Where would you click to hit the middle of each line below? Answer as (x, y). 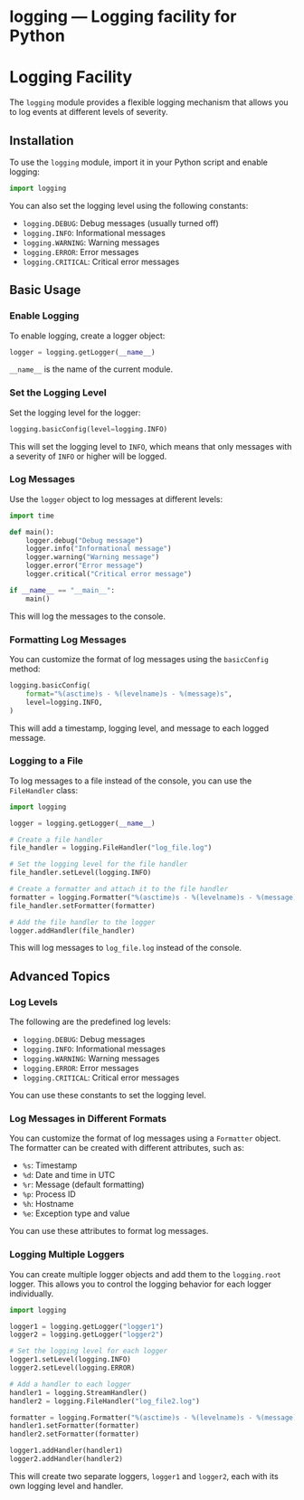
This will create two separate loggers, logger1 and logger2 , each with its (144, 1476)
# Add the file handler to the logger (82, 922)
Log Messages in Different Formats (88, 1119)
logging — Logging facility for (123, 17)
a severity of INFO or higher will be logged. (88, 456)
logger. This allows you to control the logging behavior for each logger (140, 1284)
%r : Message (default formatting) (83, 1185)
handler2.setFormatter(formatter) (75, 1434)
